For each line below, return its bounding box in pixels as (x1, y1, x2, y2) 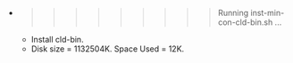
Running (217, 8, 249, 18)
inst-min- (249, 8, 285, 18)
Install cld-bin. (30, 35, 84, 44)
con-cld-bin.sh (217, 17, 273, 28)
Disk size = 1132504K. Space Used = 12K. (30, 43, 185, 54)
